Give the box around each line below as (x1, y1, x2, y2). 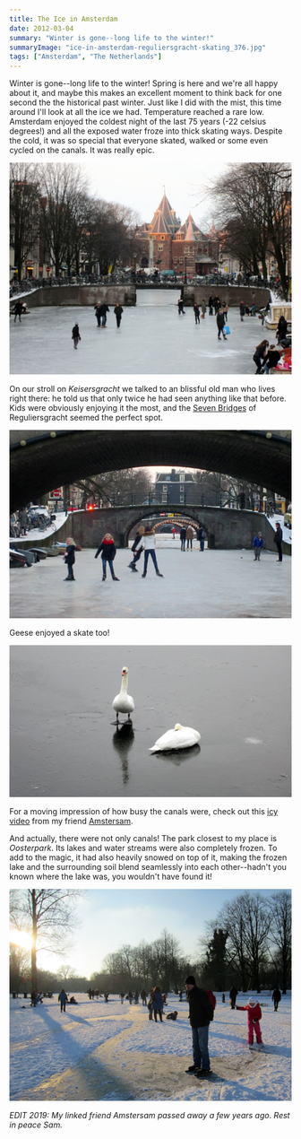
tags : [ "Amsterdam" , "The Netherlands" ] (9, 52, 163, 62)
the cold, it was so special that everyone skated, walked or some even (9, 135, 269, 146)
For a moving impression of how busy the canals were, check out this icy (9, 805, 279, 816)
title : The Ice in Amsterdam (9, 14, 118, 23)
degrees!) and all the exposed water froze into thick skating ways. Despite (9, 126, 283, 136)
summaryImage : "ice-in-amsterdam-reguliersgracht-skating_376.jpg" (9, 43, 267, 52)
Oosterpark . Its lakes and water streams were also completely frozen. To (9, 842, 278, 853)
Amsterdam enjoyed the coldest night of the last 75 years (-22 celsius (9, 117, 267, 127)
